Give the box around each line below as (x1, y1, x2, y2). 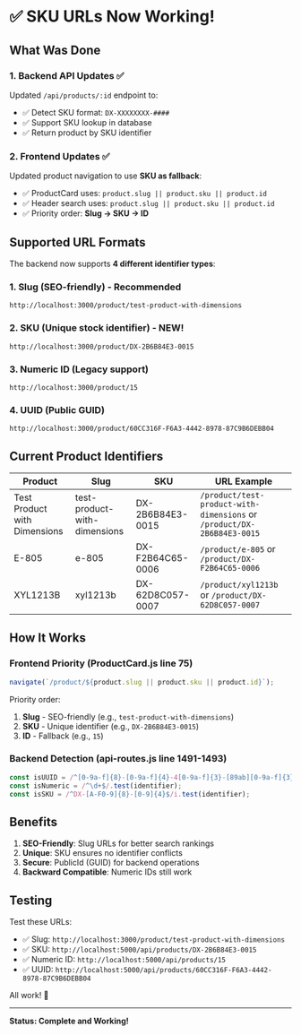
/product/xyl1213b (200, 580, 279, 590)
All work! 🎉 (9, 990, 49, 1001)
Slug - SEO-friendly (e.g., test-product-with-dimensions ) (21, 711, 235, 722)
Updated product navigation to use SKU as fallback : (9, 170, 202, 181)
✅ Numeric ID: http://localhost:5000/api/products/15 (21, 954, 227, 965)
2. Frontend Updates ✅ (9, 150, 110, 162)
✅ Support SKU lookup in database (21, 116, 152, 127)
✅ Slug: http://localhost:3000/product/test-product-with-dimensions (21, 934, 286, 944)
